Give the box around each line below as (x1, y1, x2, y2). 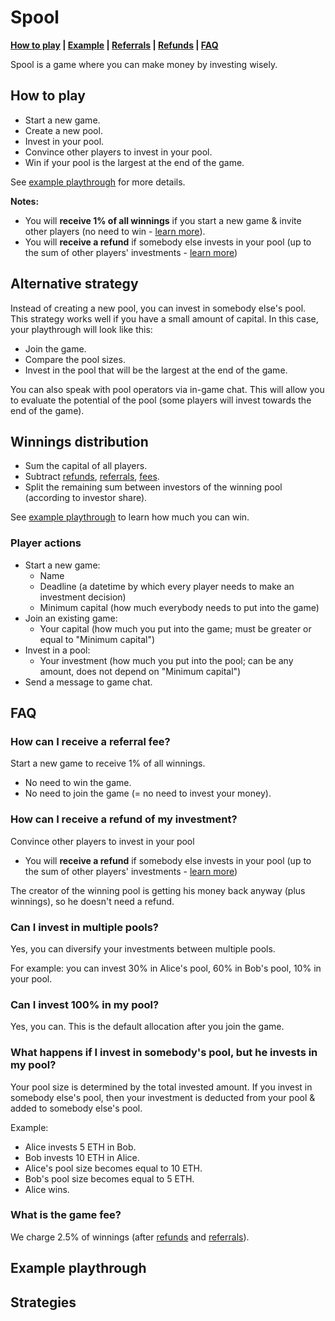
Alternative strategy (10, 276, 139, 293)
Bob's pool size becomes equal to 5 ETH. (24, 1172, 195, 1185)
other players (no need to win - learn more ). (24, 225, 206, 237)
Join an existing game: (24, 612, 118, 624)
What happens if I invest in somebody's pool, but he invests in (10, 1046, 318, 1060)
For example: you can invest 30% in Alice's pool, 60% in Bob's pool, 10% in (10, 962, 322, 974)
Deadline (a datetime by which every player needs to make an (39, 580, 295, 592)
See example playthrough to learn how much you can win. (10, 511, 250, 523)
